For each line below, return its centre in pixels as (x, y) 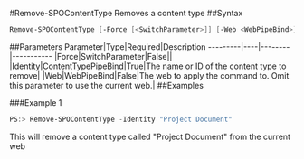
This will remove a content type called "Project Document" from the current (150, 136)
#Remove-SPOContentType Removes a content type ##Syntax (126, 13)
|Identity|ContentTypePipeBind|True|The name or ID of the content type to (148, 66)
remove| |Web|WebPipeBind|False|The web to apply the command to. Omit (149, 75)
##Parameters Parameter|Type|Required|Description (108, 47)
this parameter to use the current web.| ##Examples (106, 85)
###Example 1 (36, 102)
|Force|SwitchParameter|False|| (113, 56)
